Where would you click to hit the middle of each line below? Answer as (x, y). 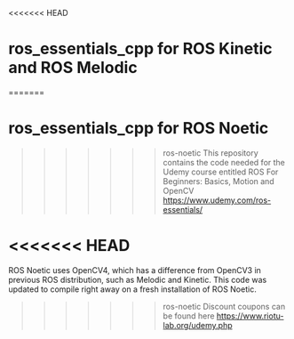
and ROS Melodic (73, 68)
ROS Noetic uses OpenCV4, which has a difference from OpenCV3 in (135, 270)
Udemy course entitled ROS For (221, 172)
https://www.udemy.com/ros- (217, 200)
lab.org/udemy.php (198, 325)
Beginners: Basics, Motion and (219, 181)
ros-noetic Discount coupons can (224, 306)
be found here (189, 316)
